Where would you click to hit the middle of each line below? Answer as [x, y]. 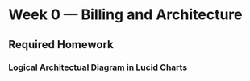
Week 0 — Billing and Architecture [125, 15]
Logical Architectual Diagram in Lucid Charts [98, 67]
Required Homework [61, 45]
